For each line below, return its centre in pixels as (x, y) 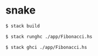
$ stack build (23, 26)
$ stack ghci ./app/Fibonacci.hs (46, 47)
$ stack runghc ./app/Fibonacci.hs (49, 37)
